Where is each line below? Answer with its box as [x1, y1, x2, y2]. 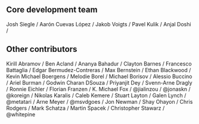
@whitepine [6, 110, 36, 118]
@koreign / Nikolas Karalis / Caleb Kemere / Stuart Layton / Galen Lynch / [6, 92, 186, 99]
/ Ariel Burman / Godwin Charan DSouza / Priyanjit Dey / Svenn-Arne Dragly [6, 79, 192, 86]
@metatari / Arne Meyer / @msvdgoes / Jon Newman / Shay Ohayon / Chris [6, 98, 193, 105]
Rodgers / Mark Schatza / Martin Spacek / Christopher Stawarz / [6, 104, 165, 111]
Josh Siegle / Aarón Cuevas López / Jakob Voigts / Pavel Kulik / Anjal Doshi [6, 20, 192, 27]
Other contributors [6, 44, 77, 54]
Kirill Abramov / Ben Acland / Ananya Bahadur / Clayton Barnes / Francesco [6, 60, 192, 67]
